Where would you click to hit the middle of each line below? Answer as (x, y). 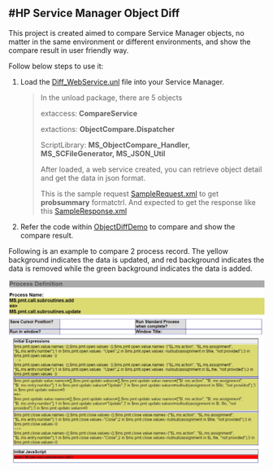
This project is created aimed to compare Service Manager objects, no (127, 33)
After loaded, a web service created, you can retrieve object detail (151, 169)
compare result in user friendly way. (69, 50)
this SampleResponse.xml (84, 211)
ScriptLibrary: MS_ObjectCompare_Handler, (115, 145)
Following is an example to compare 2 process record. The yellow (119, 251)
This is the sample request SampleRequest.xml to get (130, 194)
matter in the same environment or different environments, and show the (130, 41)
